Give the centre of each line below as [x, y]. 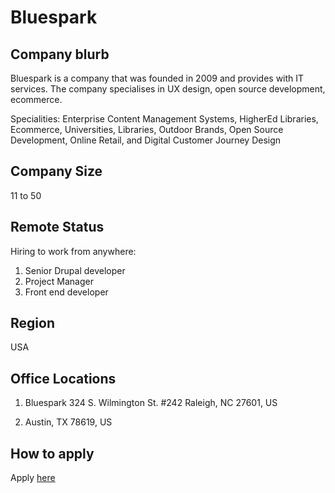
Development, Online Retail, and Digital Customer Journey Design [146, 140]
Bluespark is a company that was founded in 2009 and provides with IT [157, 78]
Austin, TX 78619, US [68, 422]
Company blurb [60, 54]
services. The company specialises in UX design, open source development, [168, 89]
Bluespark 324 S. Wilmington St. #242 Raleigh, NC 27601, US [151, 403]
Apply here [33, 478]
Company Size [56, 171]
